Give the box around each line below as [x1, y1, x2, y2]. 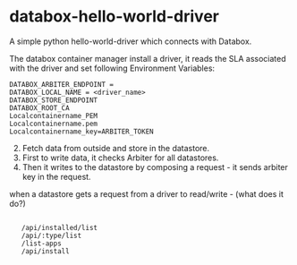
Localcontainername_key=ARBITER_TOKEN [9, 127, 154, 136]
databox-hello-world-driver [9, 6, 219, 27]
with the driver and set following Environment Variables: [9, 63, 216, 73]
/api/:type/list [21, 231, 82, 240]
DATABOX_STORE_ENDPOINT [9, 96, 98, 105]
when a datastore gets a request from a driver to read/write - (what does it [9, 188, 284, 199]
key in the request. [21, 171, 91, 182]
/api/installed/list [21, 223, 98, 232]
